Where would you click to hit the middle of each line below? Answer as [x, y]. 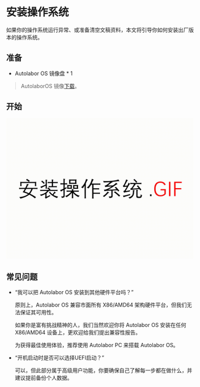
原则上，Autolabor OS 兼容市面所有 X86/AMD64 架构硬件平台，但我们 [101, 305]
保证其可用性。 [38, 313]
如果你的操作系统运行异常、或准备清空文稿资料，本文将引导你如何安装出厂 [97, 30]
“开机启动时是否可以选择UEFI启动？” [59, 358]
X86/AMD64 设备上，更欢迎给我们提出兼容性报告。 [78, 333]
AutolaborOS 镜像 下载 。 [50, 86]
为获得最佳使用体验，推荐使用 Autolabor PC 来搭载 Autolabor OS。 [96, 345]
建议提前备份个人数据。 [43, 378]
